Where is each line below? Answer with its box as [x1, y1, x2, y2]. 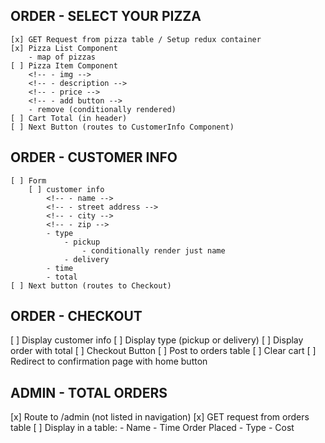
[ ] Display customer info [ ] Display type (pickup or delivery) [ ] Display [10, 334, 304, 346]
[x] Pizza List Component [10, 43, 118, 53]
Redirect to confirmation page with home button [10, 355, 208, 368]
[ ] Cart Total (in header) [10, 113, 128, 123]
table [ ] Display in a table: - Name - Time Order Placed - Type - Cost [10, 422, 295, 434]
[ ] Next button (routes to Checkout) [10, 280, 172, 291]
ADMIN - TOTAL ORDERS [10, 384, 168, 401]
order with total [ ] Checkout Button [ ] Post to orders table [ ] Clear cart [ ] [10, 345, 317, 357]
